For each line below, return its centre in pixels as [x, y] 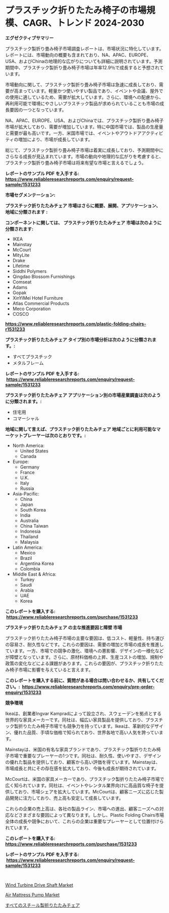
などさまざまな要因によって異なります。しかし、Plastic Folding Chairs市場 [87, 815]
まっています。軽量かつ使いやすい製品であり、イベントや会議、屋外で [91, 91]
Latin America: [27, 547]
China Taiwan [34, 526]
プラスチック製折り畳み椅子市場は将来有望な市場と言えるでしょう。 [76, 162]
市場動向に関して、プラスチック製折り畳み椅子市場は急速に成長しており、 [82, 84]
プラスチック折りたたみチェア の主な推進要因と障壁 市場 [64, 627]
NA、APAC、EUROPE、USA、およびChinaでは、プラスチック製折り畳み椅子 [84, 120]
